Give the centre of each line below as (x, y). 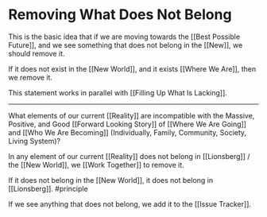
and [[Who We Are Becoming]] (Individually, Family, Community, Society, (128, 132)
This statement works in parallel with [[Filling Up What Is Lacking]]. (118, 92)
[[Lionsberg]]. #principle (48, 188)
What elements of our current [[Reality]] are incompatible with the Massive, (132, 115)
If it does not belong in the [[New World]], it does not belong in (111, 180)
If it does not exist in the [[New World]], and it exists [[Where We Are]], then (132, 68)
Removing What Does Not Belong (120, 15)
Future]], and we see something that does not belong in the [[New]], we (126, 45)
